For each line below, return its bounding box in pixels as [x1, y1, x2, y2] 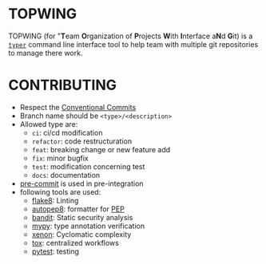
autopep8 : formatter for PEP [31, 204, 125, 214]
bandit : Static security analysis [31, 212, 133, 222]
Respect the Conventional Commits [19, 102, 137, 112]
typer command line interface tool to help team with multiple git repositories [8, 39, 259, 49]
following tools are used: [19, 187, 101, 196]
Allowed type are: [19, 119, 78, 128]
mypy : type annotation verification [31, 221, 145, 231]
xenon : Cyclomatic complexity [31, 229, 132, 239]
